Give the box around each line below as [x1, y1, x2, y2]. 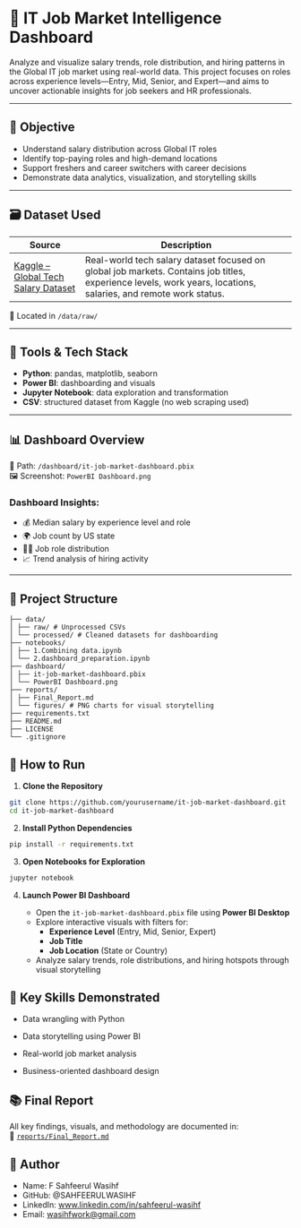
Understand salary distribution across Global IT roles [21, 143, 218, 154]
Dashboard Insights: [9, 496, 100, 509]
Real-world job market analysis [21, 1048, 137, 1060]
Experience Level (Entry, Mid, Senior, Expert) [48, 926, 217, 937]
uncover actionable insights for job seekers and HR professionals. [9, 85, 253, 96]
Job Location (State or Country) [48, 945, 168, 956]
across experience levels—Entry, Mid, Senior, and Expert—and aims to [9, 75, 270, 86]
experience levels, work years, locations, [84, 276, 257, 288]
